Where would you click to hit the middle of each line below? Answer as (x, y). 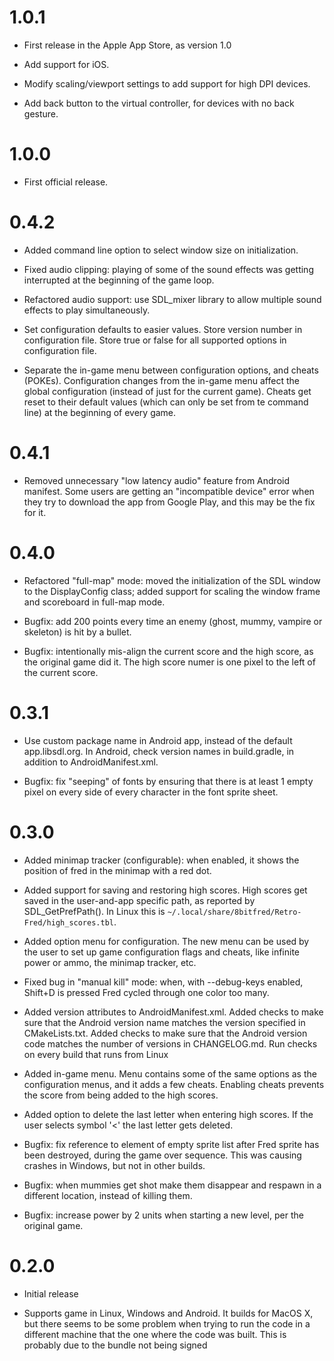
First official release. (66, 182)
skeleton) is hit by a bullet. (77, 632)
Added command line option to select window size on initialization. (161, 250)
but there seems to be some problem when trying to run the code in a (167, 1323)
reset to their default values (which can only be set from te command (166, 402)
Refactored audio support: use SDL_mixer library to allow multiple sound (172, 299)
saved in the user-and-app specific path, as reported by (139, 900)
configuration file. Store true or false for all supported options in (155, 340)
